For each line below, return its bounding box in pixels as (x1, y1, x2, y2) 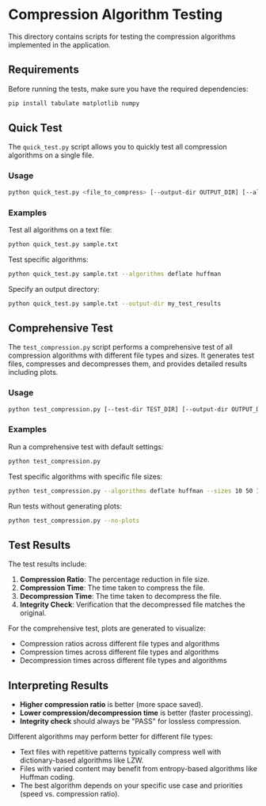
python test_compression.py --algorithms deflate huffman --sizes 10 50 (8, 486, 253, 495)
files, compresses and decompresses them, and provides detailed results (8, 359, 248, 369)
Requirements (8, 63, 79, 77)
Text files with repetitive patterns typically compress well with (19, 747, 222, 757)
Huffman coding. (19, 773, 75, 782)
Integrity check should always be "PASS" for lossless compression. (19, 717, 241, 726)
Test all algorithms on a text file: (8, 225, 112, 234)
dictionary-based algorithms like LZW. (19, 755, 144, 765)
